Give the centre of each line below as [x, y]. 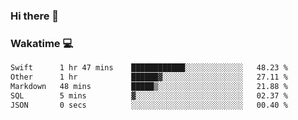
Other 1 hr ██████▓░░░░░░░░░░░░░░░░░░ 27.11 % [149, 77]
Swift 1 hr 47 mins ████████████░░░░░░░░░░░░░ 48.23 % [149, 68]
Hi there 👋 [35, 16]
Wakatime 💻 [42, 43]
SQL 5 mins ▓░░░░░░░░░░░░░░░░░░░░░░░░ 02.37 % [149, 95]
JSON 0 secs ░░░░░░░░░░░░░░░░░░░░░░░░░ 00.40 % [149, 105]
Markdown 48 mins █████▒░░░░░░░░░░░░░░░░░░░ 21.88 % [149, 86]
